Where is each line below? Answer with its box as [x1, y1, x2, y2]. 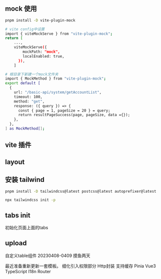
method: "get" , [14, 99, 45, 104]
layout [5, 158, 25, 166]
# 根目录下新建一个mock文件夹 [5, 72, 59, 77]
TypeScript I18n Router [5, 268, 51, 274]
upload [5, 239, 27, 247]
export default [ [5, 81, 41, 86]
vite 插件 [5, 141, 32, 149]
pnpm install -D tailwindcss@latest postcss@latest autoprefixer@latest [5, 189, 157, 194]
